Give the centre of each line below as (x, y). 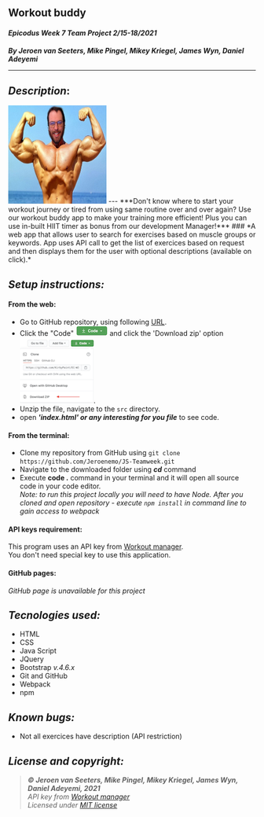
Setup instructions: (56, 284)
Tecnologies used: (54, 615)
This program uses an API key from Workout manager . (96, 547)
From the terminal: (39, 435)
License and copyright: (66, 761)
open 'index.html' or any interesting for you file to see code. (119, 417)
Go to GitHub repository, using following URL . (93, 322)
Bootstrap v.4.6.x (47, 668)
